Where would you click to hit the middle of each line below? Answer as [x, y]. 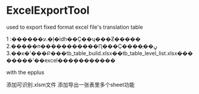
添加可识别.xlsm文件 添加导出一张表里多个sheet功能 [71, 84]
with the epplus [25, 72]
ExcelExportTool [48, 10]
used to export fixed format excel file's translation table [75, 27]
